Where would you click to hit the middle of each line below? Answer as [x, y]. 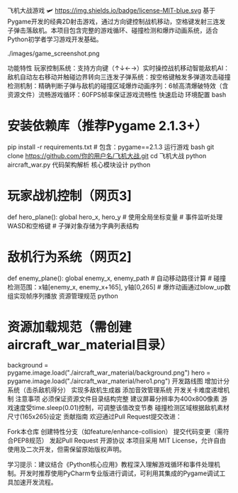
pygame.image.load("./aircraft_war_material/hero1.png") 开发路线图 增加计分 [119, 381]
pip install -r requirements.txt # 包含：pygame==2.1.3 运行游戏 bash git [111, 147]
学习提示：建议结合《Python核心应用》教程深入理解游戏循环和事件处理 [111, 464]
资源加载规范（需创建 [70, 327]
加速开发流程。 [35, 482]
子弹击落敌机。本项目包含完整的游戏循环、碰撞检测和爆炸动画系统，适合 [113, 30]
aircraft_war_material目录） [90, 345]
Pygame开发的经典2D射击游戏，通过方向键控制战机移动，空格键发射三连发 [117, 21]
